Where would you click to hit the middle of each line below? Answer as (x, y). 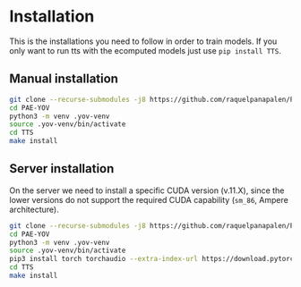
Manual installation (64, 79)
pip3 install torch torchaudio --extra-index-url (104, 259)
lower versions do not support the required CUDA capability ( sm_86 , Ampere (149, 199)
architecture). (34, 209)
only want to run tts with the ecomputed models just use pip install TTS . (146, 50)
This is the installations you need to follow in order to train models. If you (143, 41)
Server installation (62, 169)
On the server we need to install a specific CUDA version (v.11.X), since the (147, 190)
